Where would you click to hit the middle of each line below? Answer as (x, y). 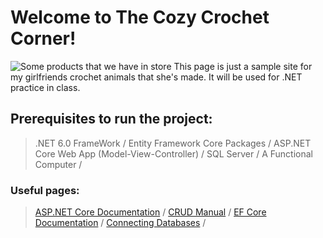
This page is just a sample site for (243, 66)
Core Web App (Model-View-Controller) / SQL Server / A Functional (174, 153)
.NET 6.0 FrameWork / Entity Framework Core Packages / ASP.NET (173, 143)
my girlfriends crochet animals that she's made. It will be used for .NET (156, 77)
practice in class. (45, 87)
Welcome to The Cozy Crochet (140, 17)
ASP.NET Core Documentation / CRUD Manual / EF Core (150, 212)
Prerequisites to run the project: (111, 119)
